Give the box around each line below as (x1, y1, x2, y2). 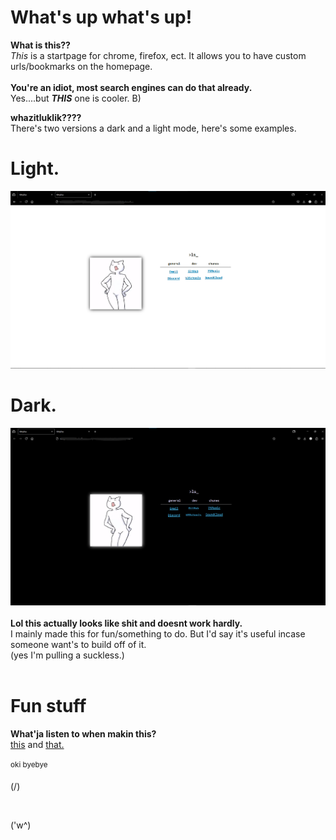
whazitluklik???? (10, 111, 82, 123)
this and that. (10, 738, 65, 750)
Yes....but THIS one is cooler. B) (10, 92, 142, 104)
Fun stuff (10, 694, 87, 717)
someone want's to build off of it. (10, 638, 147, 650)
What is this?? (10, 39, 71, 51)
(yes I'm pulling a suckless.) (10, 649, 125, 661)
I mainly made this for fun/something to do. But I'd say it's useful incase (10, 627, 306, 640)
